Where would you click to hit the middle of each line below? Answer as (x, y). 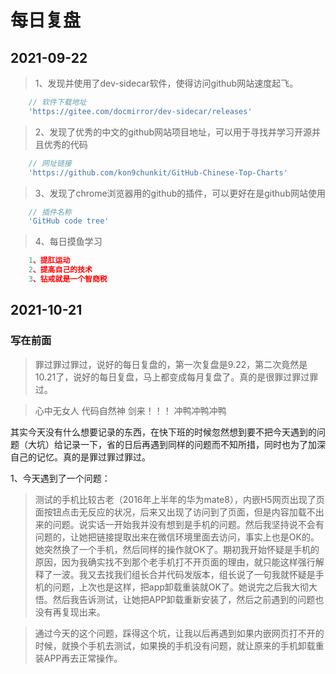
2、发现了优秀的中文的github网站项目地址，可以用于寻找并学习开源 (173, 132)
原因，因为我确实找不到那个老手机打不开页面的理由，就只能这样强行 (175, 562)
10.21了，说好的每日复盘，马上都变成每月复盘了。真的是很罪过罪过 (172, 377)
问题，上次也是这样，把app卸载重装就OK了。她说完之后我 (172, 587)
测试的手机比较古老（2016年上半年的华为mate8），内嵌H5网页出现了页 (179, 499)
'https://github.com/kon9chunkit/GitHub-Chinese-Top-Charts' (158, 172)
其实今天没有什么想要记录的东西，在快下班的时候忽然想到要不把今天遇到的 (163, 432)
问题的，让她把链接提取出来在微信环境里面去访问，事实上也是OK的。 (177, 537)
